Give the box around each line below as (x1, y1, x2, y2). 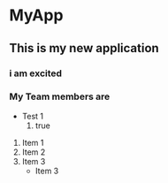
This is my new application (9, 41, 159, 56)
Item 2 (21, 147, 46, 157)
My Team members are (9, 90, 111, 103)
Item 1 (21, 137, 44, 148)
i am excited (9, 67, 63, 80)
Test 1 (21, 111, 44, 121)
